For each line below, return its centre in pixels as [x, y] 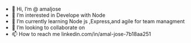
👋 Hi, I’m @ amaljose [36, 9]
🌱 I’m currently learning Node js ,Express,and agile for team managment [98, 21]
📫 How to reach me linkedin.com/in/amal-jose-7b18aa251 [81, 34]
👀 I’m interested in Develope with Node [58, 15]
